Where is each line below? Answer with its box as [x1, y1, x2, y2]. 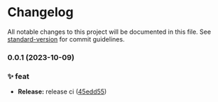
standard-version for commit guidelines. [7, 34, 125, 43]
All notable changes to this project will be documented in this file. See [7, 27, 212, 36]
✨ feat [7, 71, 30, 81]
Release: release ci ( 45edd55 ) [17, 87, 107, 96]
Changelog [7, 4, 74, 20]
